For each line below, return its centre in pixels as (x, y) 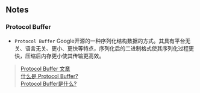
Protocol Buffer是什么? (48, 83)
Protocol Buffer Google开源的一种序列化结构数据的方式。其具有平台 (100, 41)
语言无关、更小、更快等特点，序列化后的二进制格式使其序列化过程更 (109, 48)
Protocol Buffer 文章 (45, 68)
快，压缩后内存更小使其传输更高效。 (59, 56)
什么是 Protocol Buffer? (49, 76)
